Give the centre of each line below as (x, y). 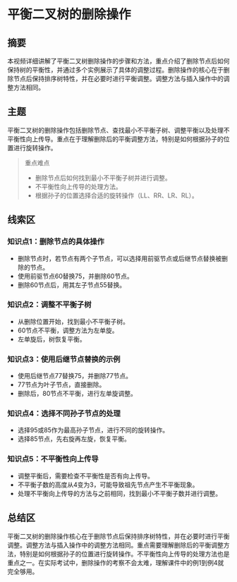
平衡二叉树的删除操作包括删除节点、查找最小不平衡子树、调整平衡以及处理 (115, 130)
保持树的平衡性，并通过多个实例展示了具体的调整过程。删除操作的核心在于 (115, 70)
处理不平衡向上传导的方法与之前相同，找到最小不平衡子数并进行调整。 (120, 493)
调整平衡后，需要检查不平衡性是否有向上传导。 (85, 475)
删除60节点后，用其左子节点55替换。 (71, 285)
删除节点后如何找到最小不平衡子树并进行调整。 (103, 178)
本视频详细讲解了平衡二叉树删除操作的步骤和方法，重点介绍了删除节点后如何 (119, 61)
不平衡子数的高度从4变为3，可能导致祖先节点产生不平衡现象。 (108, 485)
